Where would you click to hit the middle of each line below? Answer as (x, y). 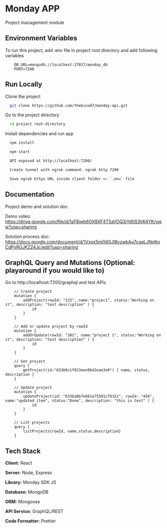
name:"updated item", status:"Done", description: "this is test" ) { (80, 401)
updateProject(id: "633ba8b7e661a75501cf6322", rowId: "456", (89, 396)
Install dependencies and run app (39, 134)
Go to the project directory (32, 115)
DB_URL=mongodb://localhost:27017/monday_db (61, 65)
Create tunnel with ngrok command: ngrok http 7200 (64, 170)
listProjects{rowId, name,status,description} (72, 431)
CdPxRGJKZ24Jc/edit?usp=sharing (42, 247)
